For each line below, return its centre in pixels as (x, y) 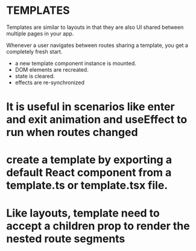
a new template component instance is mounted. (76, 63)
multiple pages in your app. (40, 33)
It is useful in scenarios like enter (90, 107)
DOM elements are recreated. (52, 69)
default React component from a (89, 173)
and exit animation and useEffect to (97, 119)
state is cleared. (35, 76)
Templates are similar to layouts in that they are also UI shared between (95, 27)
